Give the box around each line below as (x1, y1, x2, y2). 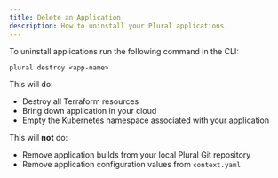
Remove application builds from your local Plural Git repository (21, 149, 251, 160)
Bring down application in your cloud (21, 105, 157, 116)
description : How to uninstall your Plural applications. (9, 21, 228, 30)
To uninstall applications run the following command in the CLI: (9, 45, 240, 56)
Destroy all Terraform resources (21, 95, 139, 107)
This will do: (9, 78, 53, 89)
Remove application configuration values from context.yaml (21, 158, 242, 169)
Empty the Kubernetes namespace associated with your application (21, 115, 270, 125)
